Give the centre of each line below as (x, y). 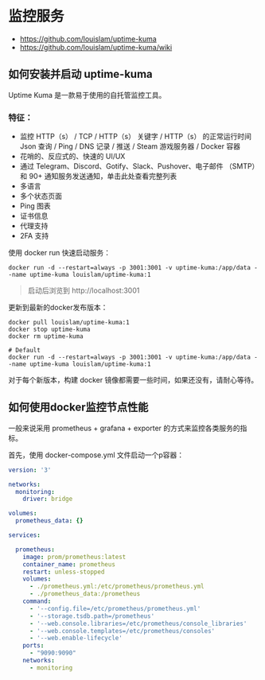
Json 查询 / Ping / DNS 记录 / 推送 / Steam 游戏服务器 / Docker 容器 (130, 146)
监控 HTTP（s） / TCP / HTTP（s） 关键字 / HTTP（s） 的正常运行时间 (136, 137)
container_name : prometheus (69, 564)
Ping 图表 (35, 206)
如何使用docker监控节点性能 (78, 408)
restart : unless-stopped (64, 572)
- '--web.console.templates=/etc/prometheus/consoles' (122, 631)
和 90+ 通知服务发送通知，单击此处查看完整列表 (98, 177)
